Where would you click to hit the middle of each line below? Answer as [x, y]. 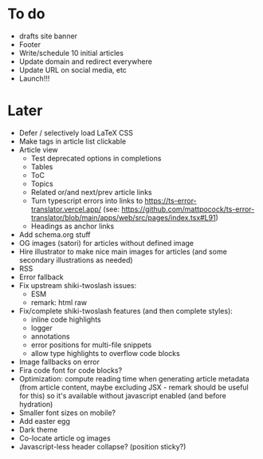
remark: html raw [59, 302]
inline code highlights [66, 319]
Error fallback [41, 277]
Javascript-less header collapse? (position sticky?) [102, 446]
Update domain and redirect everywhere [86, 61]
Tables [42, 166]
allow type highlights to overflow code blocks [105, 353]
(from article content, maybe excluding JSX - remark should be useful [133, 387]
